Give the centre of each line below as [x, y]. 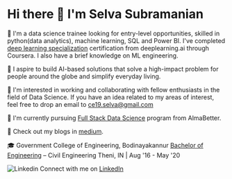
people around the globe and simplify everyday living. [84, 76]
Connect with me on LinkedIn [82, 169]
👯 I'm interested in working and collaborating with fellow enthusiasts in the [114, 89]
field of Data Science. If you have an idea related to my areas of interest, [110, 97]
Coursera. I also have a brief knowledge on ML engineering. [93, 56]
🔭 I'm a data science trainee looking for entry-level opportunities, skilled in [114, 33]
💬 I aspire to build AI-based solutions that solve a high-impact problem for [113, 69]
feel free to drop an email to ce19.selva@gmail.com [81, 104]
